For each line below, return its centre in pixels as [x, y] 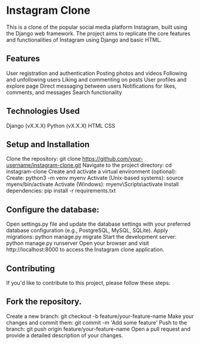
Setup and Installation [48, 144]
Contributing [31, 268]
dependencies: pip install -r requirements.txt [61, 191]
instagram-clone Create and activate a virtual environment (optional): [91, 172]
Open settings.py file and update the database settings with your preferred [99, 224]
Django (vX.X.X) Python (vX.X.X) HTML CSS [61, 125]
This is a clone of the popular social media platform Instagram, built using [97, 27]
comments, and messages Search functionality [64, 92]
